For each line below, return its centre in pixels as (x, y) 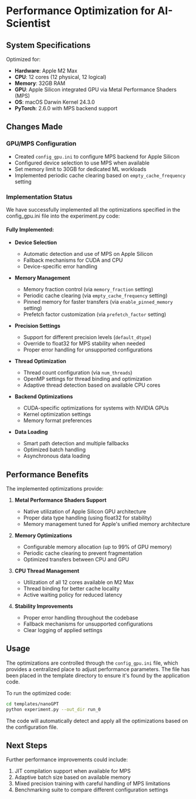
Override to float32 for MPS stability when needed (84, 344)
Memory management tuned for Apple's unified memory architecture (107, 524)
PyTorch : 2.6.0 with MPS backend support (66, 108)
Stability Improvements (44, 606)
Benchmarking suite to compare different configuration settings (91, 790)
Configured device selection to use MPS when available (82, 163)
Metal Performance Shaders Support (60, 500)
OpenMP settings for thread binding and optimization (87, 379)
